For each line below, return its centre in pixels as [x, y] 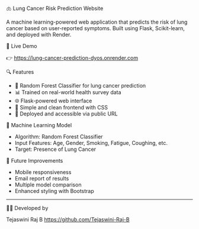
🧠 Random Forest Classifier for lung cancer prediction [80, 86]
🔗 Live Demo [22, 46]
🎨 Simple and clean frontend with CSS [61, 107]
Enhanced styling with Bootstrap [54, 191]
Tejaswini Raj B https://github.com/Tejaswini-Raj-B [68, 220]
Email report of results [42, 178]
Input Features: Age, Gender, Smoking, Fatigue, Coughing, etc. [91, 143]
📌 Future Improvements [35, 161]
